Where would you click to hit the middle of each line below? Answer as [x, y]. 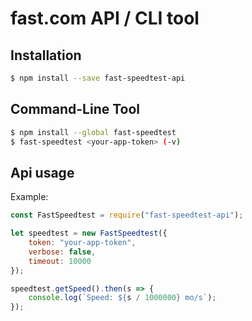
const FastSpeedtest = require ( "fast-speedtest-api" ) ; [127, 215]
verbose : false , [62, 252]
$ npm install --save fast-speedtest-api [98, 78]
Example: [29, 197]
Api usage [42, 172]
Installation [46, 55]
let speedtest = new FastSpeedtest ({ [89, 233]
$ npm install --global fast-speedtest [93, 132]
